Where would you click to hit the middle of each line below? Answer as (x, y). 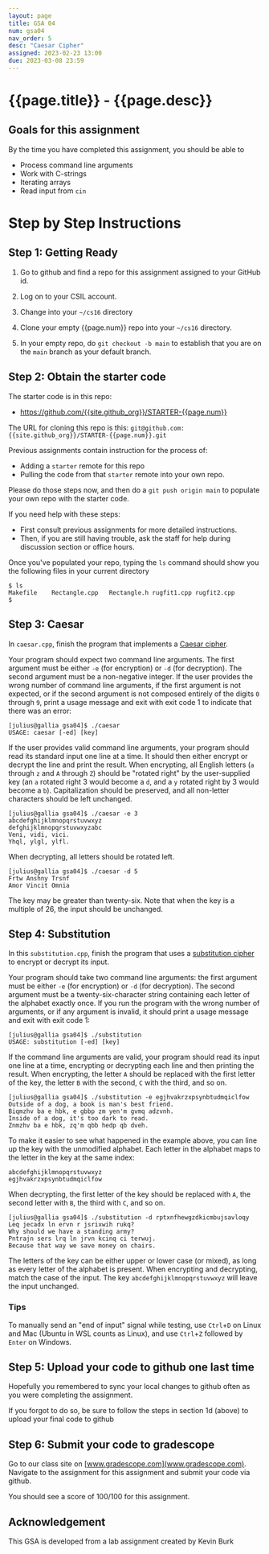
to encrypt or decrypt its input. (59, 962)
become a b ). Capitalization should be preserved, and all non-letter (119, 790)
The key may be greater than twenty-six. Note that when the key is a (122, 900)
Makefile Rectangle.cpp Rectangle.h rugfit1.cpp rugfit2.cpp (122, 592)
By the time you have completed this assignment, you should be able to (126, 149)
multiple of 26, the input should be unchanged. (86, 909)
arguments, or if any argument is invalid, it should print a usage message (128, 1012)
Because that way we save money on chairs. (82, 1246)
